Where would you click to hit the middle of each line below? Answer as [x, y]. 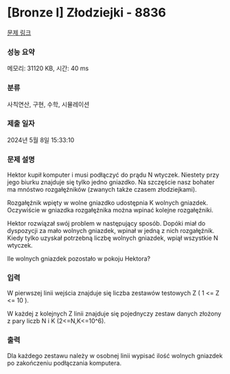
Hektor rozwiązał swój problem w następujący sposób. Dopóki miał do [106, 223]
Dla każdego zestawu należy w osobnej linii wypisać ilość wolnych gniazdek [115, 355]
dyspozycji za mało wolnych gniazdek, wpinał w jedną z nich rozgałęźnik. [111, 231]
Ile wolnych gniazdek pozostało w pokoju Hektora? [79, 258]
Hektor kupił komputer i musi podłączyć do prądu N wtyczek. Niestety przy [113, 175]
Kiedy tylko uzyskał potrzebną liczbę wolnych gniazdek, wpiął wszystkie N [113, 238]
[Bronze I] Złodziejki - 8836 [87, 13]
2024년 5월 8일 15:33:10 [41, 140]
